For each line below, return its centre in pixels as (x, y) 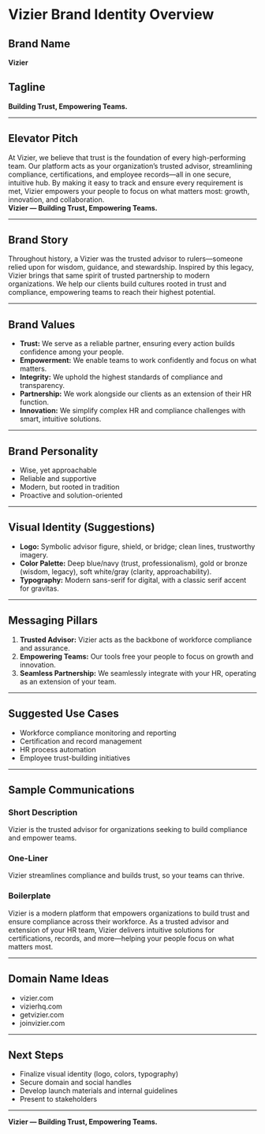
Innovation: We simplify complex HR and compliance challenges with (132, 411)
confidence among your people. (72, 352)
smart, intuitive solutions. (60, 419)
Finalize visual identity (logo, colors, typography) (99, 1074)
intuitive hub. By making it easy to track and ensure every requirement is (126, 182)
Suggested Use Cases (64, 714)
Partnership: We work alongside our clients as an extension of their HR (136, 394)
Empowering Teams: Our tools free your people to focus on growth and (136, 656)
